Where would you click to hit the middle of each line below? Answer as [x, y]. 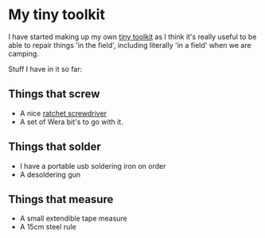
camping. [24, 53]
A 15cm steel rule [48, 227]
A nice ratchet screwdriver [63, 113]
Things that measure [61, 199]
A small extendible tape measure [73, 218]
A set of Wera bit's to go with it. [71, 122]
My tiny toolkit [57, 15]
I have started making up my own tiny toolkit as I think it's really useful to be [132, 37]
